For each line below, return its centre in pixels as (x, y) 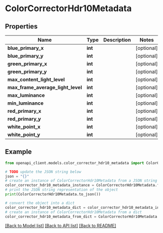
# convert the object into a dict (40, 203)
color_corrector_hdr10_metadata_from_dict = (51, 217)
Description (117, 40)
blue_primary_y (25, 56)
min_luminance (25, 103)
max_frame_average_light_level (45, 87)
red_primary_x (24, 111)
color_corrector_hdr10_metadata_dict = (45, 207)
